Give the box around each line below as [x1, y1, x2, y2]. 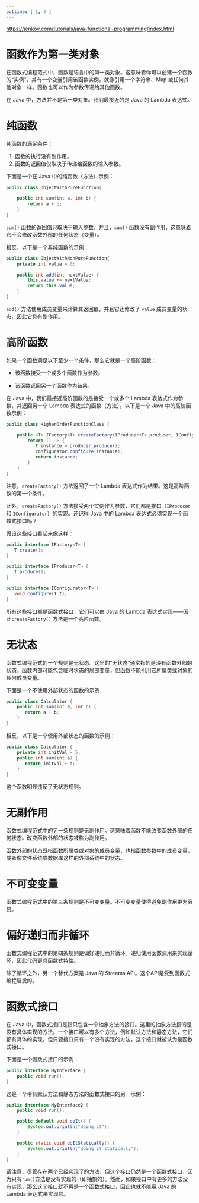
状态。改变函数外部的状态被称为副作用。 [11, 834, 110, 841]
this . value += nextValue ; [27, 277, 92, 283]
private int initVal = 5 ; [17, 749, 81, 755]
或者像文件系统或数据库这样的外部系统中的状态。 [6, 855, 126, 862]
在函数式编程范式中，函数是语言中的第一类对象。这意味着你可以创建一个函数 [6, 68, 193, 76]
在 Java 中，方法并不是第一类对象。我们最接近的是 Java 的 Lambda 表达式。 [6, 96, 193, 103]
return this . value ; [27, 283, 76, 289]
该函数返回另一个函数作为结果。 [14, 382, 93, 389]
